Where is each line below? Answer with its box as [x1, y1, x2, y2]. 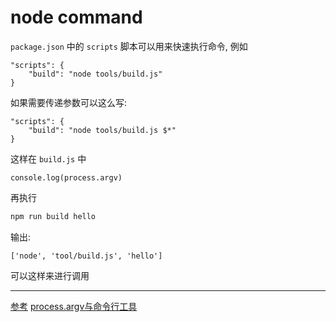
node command [10, 6, 143, 29]
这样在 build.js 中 [10, 152, 87, 165]
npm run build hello [10, 211, 97, 221]
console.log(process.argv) [10, 172, 123, 183]
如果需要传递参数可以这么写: [10, 96, 128, 108]
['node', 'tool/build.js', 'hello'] [10, 251, 163, 261]
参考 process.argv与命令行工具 [10, 300, 138, 312]
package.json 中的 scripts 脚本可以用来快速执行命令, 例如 [10, 40, 248, 52]
